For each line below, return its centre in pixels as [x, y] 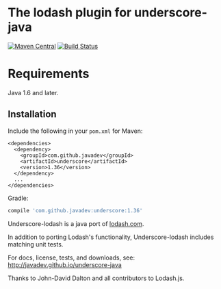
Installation [32, 114]
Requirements [49, 74]
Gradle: [18, 198]
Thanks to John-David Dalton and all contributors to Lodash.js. [96, 278]
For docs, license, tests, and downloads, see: [71, 257]
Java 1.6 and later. [33, 92]
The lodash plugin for [70, 13]
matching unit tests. [36, 244]
